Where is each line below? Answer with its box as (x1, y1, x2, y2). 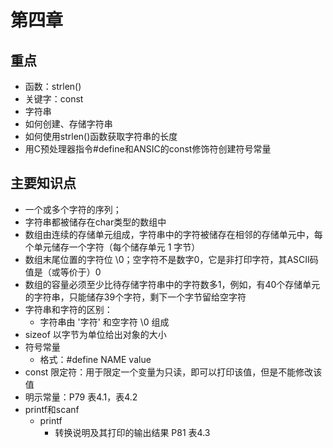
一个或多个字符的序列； (24, 203, 122, 215)
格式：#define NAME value (39, 353, 152, 365)
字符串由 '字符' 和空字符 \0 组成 (39, 316, 170, 328)
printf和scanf (24, 403, 80, 415)
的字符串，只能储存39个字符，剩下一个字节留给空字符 (24, 291, 247, 303)
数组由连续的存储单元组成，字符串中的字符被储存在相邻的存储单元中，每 (24, 228, 323, 240)
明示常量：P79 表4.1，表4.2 (24, 391, 138, 403)
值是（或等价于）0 (24, 266, 102, 278)
